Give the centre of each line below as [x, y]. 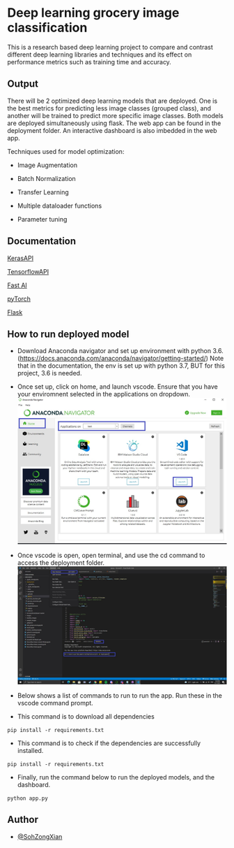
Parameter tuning [42, 219]
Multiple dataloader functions [60, 206]
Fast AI [17, 285]
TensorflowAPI [28, 271]
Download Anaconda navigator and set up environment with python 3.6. [120, 351]
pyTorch [19, 299]
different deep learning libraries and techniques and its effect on [100, 55]
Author [23, 820]
